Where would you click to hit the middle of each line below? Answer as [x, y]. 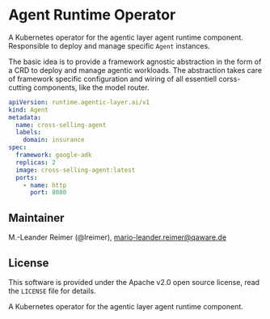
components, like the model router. [91, 87]
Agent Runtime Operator [92, 15]
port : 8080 [48, 193]
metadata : [25, 117]
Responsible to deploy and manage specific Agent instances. [109, 45]
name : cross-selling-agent [61, 125]
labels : [29, 132]
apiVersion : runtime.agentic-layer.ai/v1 [79, 102]
